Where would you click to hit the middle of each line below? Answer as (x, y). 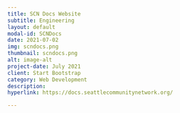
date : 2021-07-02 (33, 40)
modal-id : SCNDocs (35, 34)
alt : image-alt (30, 60)
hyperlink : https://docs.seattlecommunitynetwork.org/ (90, 93)
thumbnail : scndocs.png (43, 54)
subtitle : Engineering (41, 20)
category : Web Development (47, 79)
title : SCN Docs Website (44, 14)
